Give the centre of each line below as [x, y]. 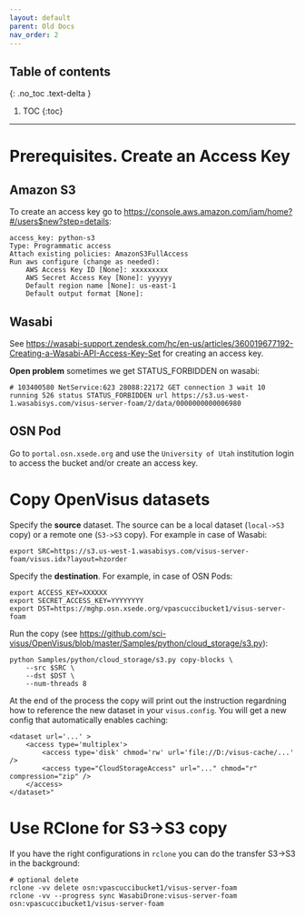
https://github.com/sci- [123, 633]
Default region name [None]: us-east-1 [101, 286]
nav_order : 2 [34, 35]
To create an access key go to [66, 212]
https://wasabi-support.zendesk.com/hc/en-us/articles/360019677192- [160, 343]
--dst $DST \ [50, 675]
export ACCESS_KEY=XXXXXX [58, 592]
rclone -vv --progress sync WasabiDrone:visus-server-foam [123, 896]
